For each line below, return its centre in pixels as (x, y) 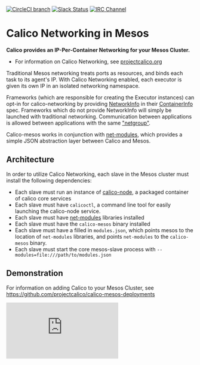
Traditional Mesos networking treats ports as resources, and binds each (95, 73)
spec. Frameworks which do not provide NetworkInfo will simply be (89, 110)
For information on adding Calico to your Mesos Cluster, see (80, 288)
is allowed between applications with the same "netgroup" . (79, 123)
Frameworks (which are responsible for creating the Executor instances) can (100, 97)
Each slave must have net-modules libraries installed (79, 217)
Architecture (30, 159)
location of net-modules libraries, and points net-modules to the (92, 236)
